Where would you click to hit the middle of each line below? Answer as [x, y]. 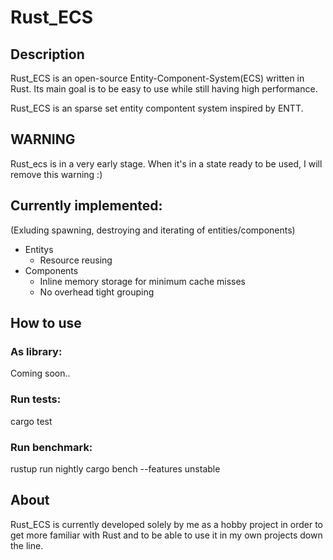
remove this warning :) [56, 174]
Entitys [39, 249]
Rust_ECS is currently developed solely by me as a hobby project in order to [167, 524]
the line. [27, 545]
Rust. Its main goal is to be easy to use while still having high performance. [164, 89]
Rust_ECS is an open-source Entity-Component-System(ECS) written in [157, 78]
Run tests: [36, 399]
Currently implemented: [86, 206]
